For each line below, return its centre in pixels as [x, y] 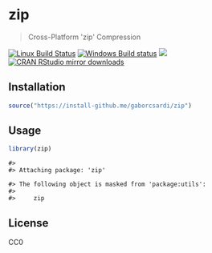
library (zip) [30, 149]
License [29, 223]
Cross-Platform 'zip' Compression [84, 37]
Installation [37, 87]
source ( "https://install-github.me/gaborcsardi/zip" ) [100, 106]
